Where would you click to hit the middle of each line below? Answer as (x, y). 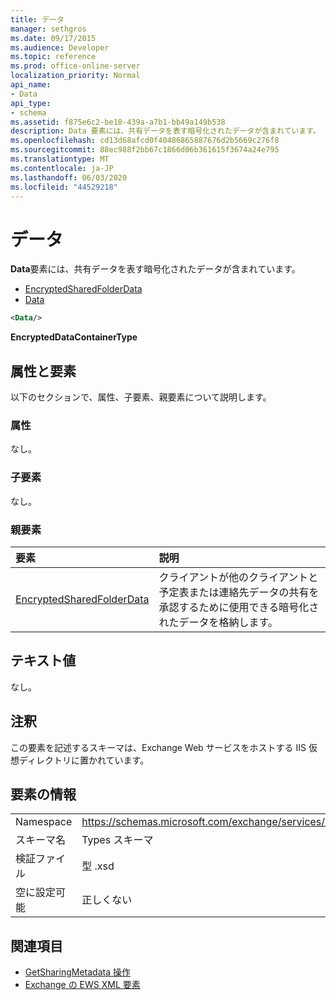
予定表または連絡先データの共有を (239, 592)
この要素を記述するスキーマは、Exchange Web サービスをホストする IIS (158, 747)
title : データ (37, 19)
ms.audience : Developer (60, 47)
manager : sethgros (48, 29)
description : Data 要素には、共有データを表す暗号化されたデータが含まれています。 (165, 131)
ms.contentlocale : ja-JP (62, 168)
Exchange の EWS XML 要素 (82, 985)
